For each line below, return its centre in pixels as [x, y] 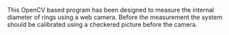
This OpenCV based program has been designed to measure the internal [111, 10]
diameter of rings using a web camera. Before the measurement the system [115, 17]
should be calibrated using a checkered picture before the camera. [102, 24]
